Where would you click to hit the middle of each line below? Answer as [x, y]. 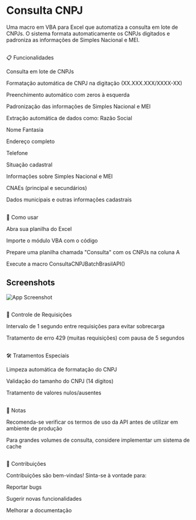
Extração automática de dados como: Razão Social [69, 118]
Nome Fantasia [25, 130]
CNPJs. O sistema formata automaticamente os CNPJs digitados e [88, 33]
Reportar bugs [24, 487]
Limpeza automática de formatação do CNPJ [62, 370]
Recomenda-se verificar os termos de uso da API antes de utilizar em [92, 422]
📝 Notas [16, 410]
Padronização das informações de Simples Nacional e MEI [78, 106]
